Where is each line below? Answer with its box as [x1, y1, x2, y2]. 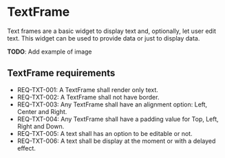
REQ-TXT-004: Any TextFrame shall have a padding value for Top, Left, [17, 115, 219, 123]
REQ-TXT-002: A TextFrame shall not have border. [17, 93, 160, 101]
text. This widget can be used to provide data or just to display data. [7, 34, 200, 42]
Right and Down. [17, 122, 65, 131]
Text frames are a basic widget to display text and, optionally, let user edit [7, 27, 217, 35]
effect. [17, 144, 36, 152]
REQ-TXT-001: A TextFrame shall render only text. [17, 85, 158, 93]
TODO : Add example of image [7, 47, 92, 56]
